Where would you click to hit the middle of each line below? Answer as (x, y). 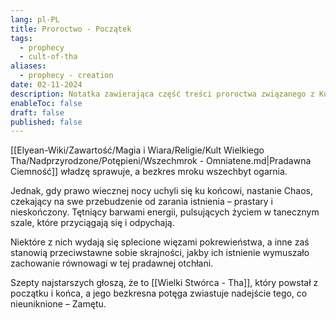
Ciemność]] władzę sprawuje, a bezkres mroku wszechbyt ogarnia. (149, 172)
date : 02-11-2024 (46, 85)
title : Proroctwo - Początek (71, 29)
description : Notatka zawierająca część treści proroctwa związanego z (162, 94)
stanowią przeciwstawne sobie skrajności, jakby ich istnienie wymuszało (160, 253)
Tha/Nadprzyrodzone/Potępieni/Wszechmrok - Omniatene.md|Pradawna (161, 161)
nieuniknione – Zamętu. (58, 304)
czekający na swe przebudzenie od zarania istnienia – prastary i (141, 202)
